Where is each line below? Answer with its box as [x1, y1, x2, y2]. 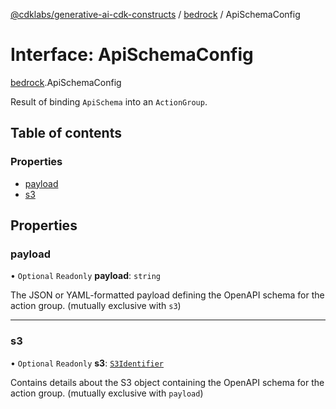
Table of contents [10, 125, 122, 142]
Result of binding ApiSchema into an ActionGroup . [10, 95, 208, 108]
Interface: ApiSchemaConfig [10, 44, 254, 66]
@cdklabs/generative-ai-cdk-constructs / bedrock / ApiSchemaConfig [10, 9, 301, 20]
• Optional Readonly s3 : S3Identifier [10, 357, 165, 369]
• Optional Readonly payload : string [10, 270, 161, 282]
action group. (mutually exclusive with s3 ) [10, 300, 182, 312]
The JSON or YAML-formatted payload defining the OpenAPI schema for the [10, 289, 325, 301]
